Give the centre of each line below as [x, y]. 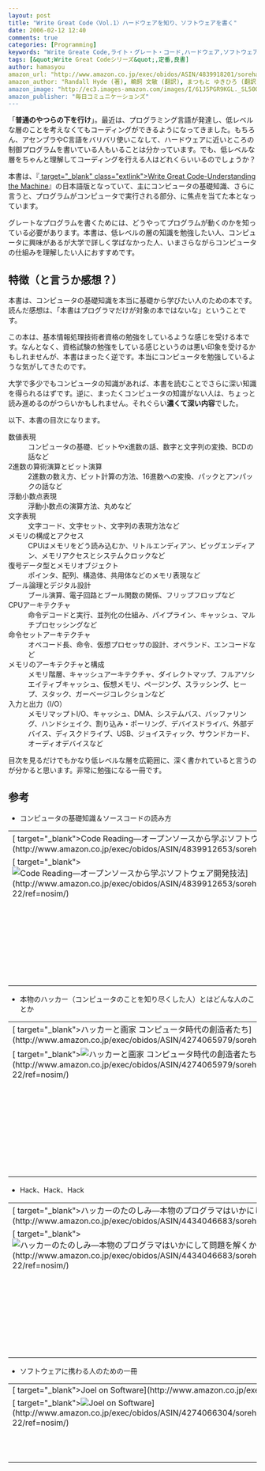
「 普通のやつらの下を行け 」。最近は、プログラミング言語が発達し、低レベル [131, 120]
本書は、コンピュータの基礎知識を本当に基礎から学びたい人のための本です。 [132, 301]
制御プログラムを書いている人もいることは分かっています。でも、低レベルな [132, 150]
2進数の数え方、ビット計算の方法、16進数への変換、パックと [127, 476]
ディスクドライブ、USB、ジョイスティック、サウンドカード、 [154, 734]
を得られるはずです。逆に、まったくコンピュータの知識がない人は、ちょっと [132, 393]
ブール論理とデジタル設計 [50, 586]
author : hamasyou [37, 67]
